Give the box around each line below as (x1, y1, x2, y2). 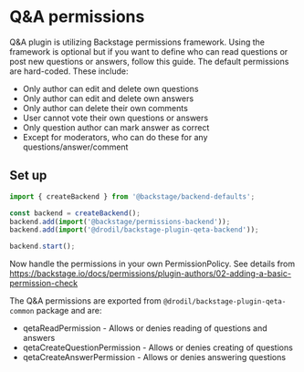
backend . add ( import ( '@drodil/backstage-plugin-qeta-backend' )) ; (9, 225, 259, 234)
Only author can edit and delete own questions (22, 83, 199, 94)
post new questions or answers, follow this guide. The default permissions (9, 56, 289, 67)
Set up (9, 168, 47, 183)
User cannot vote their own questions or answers (22, 112, 208, 123)
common (9, 307, 35, 316)
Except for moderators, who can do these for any (22, 131, 208, 142)
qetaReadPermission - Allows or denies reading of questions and (22, 323, 267, 334)
